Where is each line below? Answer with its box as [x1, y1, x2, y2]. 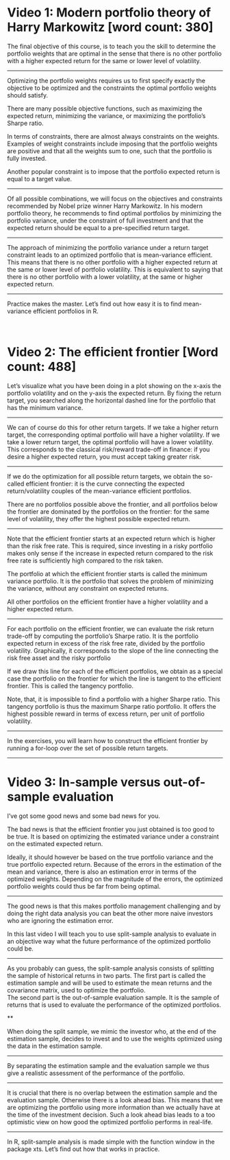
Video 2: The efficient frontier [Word [7, 345, 219, 360]
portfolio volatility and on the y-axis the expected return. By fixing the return [7, 389, 222, 397]
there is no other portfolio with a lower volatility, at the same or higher [7, 273, 203, 281]
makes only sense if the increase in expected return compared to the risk [7, 549, 214, 557]
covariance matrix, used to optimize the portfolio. [7, 986, 146, 994]
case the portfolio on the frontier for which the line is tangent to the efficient [7, 674, 221, 683]
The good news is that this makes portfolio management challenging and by [7, 902, 221, 910]
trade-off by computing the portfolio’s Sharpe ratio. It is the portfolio [7, 632, 199, 640]
